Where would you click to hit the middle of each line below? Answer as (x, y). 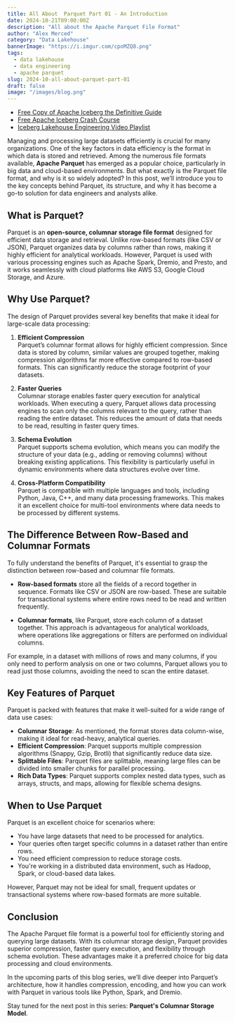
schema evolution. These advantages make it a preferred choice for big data (118, 956)
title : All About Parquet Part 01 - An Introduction (88, 14)
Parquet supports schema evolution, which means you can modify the (119, 447)
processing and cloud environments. (60, 964)
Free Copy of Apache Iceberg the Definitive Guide (89, 113)
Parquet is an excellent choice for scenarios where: (81, 822)
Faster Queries (39, 388)
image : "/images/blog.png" (47, 92)
